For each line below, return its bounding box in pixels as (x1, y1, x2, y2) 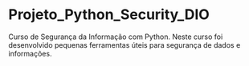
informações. (8, 49, 52, 58)
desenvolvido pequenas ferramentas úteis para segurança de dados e (8, 40, 241, 49)
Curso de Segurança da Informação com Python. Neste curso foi (8, 32, 223, 41)
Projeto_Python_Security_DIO (8, 6, 210, 24)
